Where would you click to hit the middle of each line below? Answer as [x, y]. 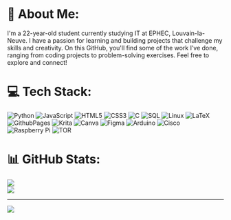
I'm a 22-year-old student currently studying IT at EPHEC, [89, 33]
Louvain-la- [188, 33]
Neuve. [17, 40]
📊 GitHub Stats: [54, 160]
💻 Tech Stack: [49, 92]
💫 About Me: [43, 14]
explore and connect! [37, 62]
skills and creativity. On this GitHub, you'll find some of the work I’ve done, [113, 48]
